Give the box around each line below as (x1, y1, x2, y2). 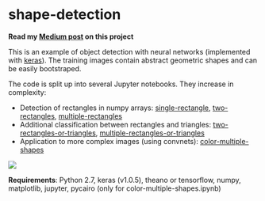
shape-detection (8, 6, 121, 24)
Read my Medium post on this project (8, 32, 134, 41)
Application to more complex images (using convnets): (19, 136, 198, 146)
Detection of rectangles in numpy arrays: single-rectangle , (19, 103, 212, 112)
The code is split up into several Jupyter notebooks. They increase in (8, 79, 234, 89)
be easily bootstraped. (8, 63, 82, 73)
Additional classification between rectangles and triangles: (19, 119, 212, 129)
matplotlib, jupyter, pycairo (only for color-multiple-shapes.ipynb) (8, 184, 221, 193)
